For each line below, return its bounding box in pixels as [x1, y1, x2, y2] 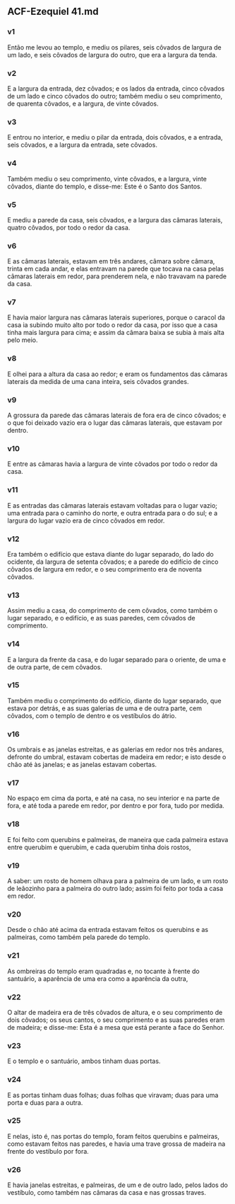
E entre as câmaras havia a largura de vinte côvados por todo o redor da [7, 460, 218, 468]
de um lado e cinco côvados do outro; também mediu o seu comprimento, [7, 91, 223, 100]
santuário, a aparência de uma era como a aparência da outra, [7, 974, 188, 983]
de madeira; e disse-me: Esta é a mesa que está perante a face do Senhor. [7, 1023, 224, 1031]
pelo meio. [7, 336, 38, 344]
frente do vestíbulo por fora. [7, 1147, 90, 1155]
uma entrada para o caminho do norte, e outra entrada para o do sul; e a [7, 509, 217, 517]
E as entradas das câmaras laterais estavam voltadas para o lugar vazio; [7, 501, 217, 509]
